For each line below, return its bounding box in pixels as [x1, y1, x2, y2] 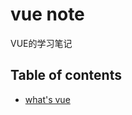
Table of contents [10, 67, 122, 84]
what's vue [24, 93, 71, 105]
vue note [10, 3, 85, 26]
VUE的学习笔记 [10, 37, 73, 49]
